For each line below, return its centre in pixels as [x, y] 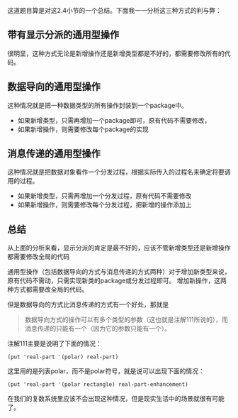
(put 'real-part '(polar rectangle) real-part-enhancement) [98, 385]
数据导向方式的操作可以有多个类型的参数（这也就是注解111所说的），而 [126, 320]
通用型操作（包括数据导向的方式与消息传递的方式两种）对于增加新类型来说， [119, 272]
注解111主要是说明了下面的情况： [55, 343]
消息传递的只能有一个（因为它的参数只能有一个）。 [98, 329]
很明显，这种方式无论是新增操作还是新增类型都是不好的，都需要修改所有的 [116, 53]
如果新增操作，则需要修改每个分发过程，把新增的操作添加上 [104, 205]
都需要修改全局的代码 [38, 257]
